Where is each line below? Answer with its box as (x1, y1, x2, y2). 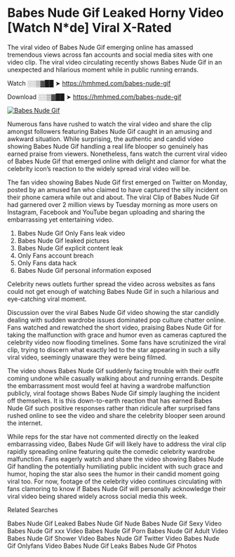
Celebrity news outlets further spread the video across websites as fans (7, 279, 215, 288)
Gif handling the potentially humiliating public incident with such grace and (7, 462, 223, 471)
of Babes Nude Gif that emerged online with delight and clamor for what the (7, 156, 227, 166)
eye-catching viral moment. (7, 295, 87, 303)
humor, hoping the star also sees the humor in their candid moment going (7, 469, 220, 478)
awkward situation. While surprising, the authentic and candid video (7, 135, 204, 143)
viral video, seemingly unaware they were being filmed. (7, 353, 167, 361)
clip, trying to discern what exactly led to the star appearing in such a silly (7, 345, 221, 354)
